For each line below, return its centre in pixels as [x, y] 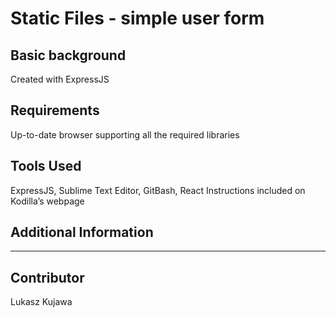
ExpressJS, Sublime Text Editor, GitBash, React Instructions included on [158, 190]
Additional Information [82, 232]
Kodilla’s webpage [47, 201]
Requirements [55, 110]
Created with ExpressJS [60, 79]
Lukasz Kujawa [41, 302]
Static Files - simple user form [137, 18]
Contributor [47, 277]
